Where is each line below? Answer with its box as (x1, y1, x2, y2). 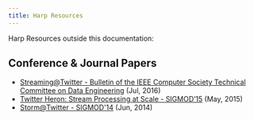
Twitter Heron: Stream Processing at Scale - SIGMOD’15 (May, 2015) (19, 95, 244, 104)
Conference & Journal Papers (8, 56, 157, 70)
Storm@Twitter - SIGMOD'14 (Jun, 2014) (19, 103, 153, 112)
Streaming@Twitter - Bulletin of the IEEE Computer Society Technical (19, 77, 246, 87)
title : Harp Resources (8, 11, 83, 20)
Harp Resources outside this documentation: (8, 33, 155, 43)
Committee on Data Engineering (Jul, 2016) (19, 86, 161, 95)
